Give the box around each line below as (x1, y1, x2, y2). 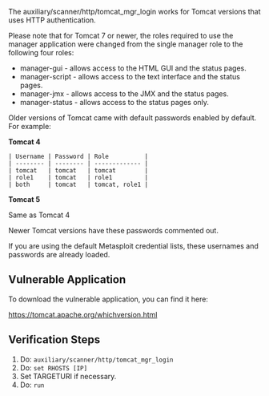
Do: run (19, 380, 45, 390)
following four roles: (8, 48, 74, 57)
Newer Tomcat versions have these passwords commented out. (8, 226, 219, 235)
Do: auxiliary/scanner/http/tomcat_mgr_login (19, 354, 174, 364)
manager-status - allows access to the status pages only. (19, 98, 210, 107)
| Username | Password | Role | (8, 152, 149, 160)
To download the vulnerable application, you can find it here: (8, 294, 208, 304)
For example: (8, 122, 52, 131)
